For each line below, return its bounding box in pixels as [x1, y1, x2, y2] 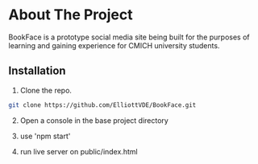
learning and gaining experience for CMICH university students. [8, 40, 220, 50]
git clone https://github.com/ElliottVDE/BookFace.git [8, 100, 197, 109]
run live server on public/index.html [19, 146, 139, 156]
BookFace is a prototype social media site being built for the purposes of [8, 32, 250, 42]
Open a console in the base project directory [19, 115, 169, 125]
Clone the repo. [19, 85, 73, 95]
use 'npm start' [19, 131, 71, 141]
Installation [8, 64, 66, 78]
